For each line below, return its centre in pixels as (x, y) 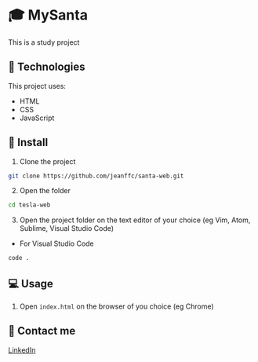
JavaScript (37, 118)
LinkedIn (22, 349)
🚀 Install (28, 143)
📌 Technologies (47, 67)
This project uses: (37, 86)
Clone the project (47, 161)
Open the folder (45, 191)
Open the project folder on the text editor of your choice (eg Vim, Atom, (135, 220)
